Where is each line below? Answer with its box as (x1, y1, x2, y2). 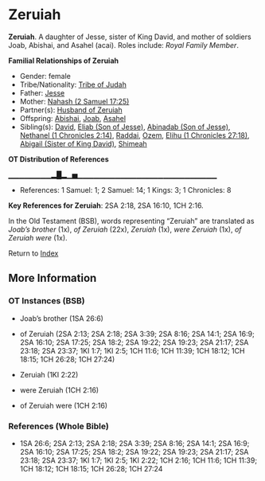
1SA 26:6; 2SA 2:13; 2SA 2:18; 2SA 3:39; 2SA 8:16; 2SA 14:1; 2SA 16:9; (19, 438, 250, 448)
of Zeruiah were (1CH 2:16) (19, 401, 108, 410)
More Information (8, 272, 97, 285)
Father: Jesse (19, 88, 65, 97)
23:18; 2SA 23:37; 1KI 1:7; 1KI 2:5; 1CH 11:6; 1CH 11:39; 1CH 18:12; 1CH (19, 346, 245, 355)
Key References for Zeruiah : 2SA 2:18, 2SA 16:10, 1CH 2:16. (8, 201, 205, 210)
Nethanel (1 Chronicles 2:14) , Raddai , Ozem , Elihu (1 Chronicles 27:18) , (19, 130, 250, 140)
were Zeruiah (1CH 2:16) (19, 385, 99, 395)
